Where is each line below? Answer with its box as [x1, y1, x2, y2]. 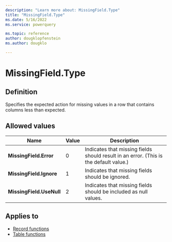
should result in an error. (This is [84, 152, 163, 159]
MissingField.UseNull [8, 188, 61, 195]
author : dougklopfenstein [5, 36, 60, 41]
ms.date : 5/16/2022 [5, 17, 47, 22]
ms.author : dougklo [5, 41, 47, 46]
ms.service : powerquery [5, 22, 56, 27]
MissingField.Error [8, 152, 54, 159]
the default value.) [84, 158, 129, 165]
